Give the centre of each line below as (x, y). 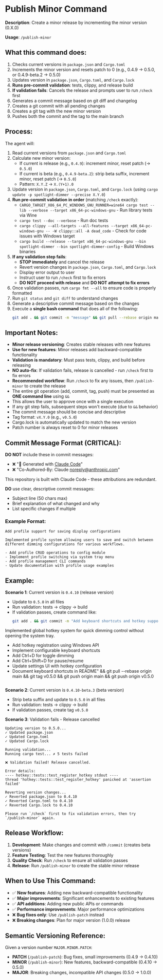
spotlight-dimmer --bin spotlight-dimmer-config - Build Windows (87, 246)
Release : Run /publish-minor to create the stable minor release (76, 865)
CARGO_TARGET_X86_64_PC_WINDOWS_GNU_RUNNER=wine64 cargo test (84, 205)
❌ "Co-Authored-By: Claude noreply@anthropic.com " (66, 469)
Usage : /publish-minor (28, 37)
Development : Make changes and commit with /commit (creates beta (81, 845)
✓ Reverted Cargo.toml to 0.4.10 (39, 801)
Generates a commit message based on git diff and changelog (74, 101)
